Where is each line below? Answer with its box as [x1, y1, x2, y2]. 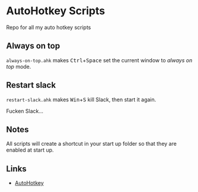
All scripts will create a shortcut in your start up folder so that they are [6, 140, 177, 148]
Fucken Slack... [6, 107, 43, 114]
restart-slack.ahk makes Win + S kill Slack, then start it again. [6, 96, 157, 103]
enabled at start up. [6, 146, 55, 153]
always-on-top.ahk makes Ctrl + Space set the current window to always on [6, 56, 193, 63]
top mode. [6, 63, 31, 70]
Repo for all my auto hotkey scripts [6, 24, 91, 31]
